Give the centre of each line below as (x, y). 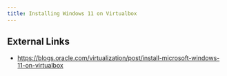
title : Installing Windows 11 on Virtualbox (72, 13)
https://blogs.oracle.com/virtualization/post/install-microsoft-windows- (118, 58)
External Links (39, 42)
